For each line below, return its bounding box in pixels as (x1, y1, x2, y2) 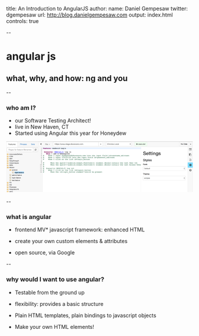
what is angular (6, 213, 52, 221)
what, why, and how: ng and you (6, 73, 128, 83)
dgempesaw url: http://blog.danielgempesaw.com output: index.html (6, 11, 173, 18)
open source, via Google (14, 249, 75, 256)
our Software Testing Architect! (14, 117, 91, 124)
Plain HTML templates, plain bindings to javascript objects (14, 312, 157, 319)
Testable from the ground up (14, 289, 85, 296)
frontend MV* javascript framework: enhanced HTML (14, 226, 145, 233)
